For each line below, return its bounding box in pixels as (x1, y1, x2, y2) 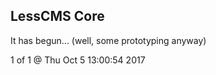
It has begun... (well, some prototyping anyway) (10, 34, 207, 46)
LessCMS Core (10, 8, 105, 25)
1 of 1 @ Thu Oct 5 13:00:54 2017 (10, 54, 146, 66)
